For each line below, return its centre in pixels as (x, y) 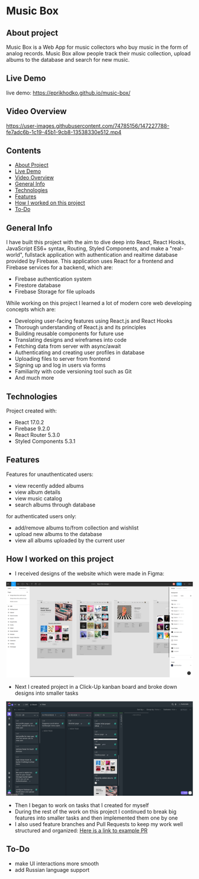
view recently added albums (49, 486)
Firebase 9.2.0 (32, 429)
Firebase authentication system (53, 279)
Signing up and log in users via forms (60, 365)
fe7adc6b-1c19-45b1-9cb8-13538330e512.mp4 (64, 132)
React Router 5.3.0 (37, 435)
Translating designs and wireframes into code (70, 340)
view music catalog (38, 498)
